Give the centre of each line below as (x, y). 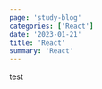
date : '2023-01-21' (46, 34)
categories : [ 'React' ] (51, 26)
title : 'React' (38, 43)
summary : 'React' (42, 51)
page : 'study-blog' (46, 18)
